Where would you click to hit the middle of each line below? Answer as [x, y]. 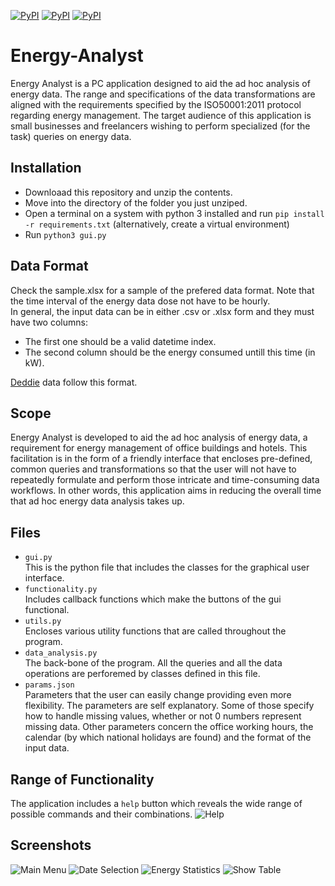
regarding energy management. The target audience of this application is [161, 115]
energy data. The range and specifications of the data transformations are [163, 94]
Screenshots [51, 845]
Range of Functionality [82, 779]
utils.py [43, 621]
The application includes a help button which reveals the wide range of [156, 803]
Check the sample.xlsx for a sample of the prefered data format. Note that [162, 290]
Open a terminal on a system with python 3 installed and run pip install [174, 213]
